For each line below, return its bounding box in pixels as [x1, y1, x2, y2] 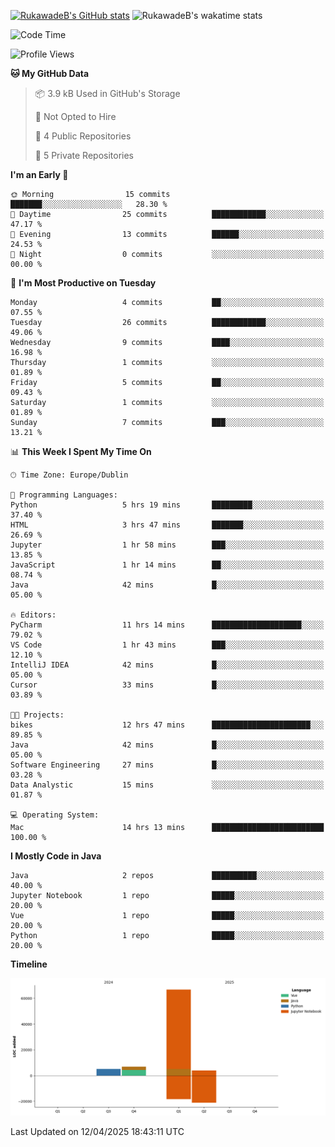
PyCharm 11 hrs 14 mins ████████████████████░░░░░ [10, 620, 325, 630]
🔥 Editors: [10, 610, 57, 620]
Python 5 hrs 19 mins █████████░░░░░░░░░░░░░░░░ [10, 500, 325, 510]
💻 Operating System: [10, 810, 100, 820]
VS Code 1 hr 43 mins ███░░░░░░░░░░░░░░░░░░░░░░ [10, 640, 325, 650]
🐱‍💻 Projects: [10, 710, 65, 720]
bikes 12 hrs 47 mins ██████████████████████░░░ [10, 720, 325, 730]
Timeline [10, 958, 48, 970]
